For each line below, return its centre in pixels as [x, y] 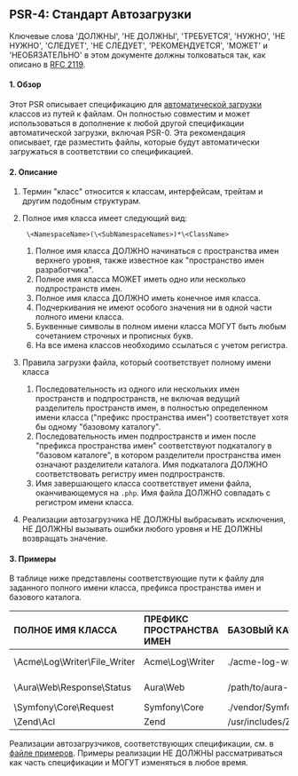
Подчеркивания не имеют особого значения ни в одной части [153, 308]
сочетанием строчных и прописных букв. [114, 336]
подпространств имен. [78, 289]
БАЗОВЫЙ [251, 630]
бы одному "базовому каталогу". [98, 427]
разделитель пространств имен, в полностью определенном [152, 408]
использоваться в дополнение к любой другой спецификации [127, 123]
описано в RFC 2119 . [47, 64]
